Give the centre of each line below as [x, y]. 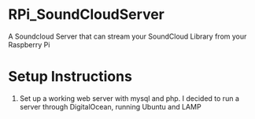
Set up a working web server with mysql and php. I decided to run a [129, 98]
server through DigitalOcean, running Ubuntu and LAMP [111, 106]
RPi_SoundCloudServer [87, 15]
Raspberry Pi [29, 44]
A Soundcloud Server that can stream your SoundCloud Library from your [128, 36]
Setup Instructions [70, 77]
